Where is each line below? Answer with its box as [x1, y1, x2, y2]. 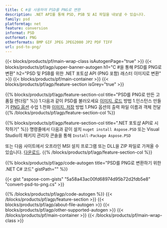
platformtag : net [5, 21, 41, 26]
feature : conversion [5, 26, 48, 31]
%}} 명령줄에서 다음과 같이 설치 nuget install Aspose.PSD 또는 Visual [20, 126, 160, 132]
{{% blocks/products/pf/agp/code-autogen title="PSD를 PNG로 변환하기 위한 [5, 160, 162, 166]
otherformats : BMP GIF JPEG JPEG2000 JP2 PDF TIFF [5, 40, 113, 45]
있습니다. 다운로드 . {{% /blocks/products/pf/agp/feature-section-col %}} [5, 149, 153, 155]
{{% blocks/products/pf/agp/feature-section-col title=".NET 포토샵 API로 [5, 120, 154, 126]
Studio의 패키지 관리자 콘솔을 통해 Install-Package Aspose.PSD [5, 132, 131, 138]
